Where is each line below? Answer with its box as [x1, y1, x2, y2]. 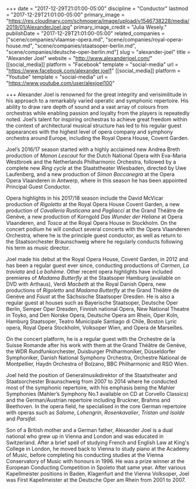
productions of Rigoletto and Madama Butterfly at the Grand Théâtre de [6, 287, 180, 293]
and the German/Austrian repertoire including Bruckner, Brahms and [6, 396, 171, 403]
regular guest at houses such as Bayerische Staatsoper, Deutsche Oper [6, 299, 178, 306]
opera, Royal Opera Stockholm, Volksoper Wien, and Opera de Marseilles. [6, 324, 184, 331]
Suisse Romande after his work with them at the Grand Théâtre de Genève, [6, 342, 187, 348]
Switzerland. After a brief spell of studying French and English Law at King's [6, 439, 190, 446]
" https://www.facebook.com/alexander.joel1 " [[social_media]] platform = [6, 67, 181, 74]
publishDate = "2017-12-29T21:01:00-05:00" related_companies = [6, 30, 165, 37]
